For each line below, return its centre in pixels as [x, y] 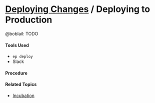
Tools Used [17, 45]
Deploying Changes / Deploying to [78, 9]
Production [29, 20]
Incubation [23, 95]
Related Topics [21, 84]
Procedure [16, 73]
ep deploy [23, 57]
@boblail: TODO [22, 33]
